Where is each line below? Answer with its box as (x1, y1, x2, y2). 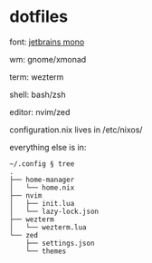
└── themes (25, 247, 67, 256)
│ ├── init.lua (9, 199, 75, 208)
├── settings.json (25, 239, 95, 248)
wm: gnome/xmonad (9, 54, 87, 64)
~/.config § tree (9, 159, 75, 169)
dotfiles (9, 6, 69, 27)
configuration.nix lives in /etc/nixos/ (9, 124, 143, 135)
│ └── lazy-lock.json (9, 207, 100, 216)
